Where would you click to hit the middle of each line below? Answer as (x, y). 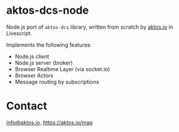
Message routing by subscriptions (57, 82)
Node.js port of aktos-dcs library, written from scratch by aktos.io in (90, 27)
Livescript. (19, 33)
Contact (27, 106)
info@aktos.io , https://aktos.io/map (49, 122)
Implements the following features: (49, 45)
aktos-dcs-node (48, 10)
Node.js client (32, 56)
